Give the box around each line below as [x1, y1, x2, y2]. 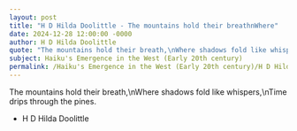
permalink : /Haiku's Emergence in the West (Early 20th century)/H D [9, 63, 271, 72]
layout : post [9, 12, 57, 22]
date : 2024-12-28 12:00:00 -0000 [9, 29, 133, 38]
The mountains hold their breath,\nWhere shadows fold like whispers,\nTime [9, 86, 287, 97]
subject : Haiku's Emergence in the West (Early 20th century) [9, 54, 243, 63]
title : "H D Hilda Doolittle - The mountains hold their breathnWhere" [9, 21, 278, 30]
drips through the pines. [9, 96, 97, 106]
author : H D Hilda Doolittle [9, 37, 117, 47]
